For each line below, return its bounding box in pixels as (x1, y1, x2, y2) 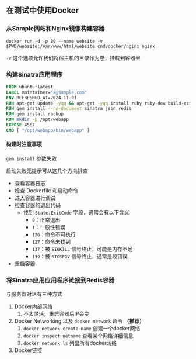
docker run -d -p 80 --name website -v (6, 38, 103, 44)
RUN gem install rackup (6, 111, 64, 117)
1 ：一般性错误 (32, 224, 66, 231)
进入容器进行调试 (14, 195, 56, 202)
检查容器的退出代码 (14, 202, 61, 209)
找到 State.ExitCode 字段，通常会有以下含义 (23, 209, 129, 216)
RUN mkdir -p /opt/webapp (6, 116, 69, 123)
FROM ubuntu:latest (6, 84, 54, 89)
